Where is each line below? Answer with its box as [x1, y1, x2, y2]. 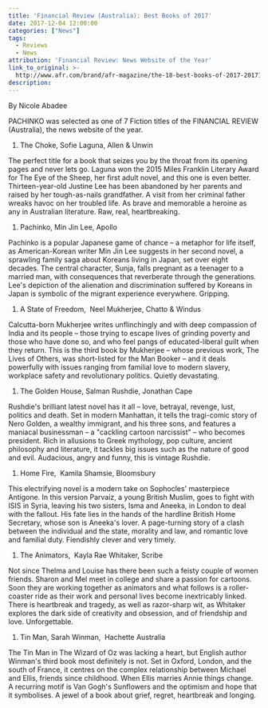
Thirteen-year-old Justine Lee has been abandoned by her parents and [8, 181, 242, 190]
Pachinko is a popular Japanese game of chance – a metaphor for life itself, [8, 238, 256, 247]
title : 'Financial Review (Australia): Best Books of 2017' [8, 11, 213, 20]
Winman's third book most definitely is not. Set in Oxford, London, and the [8, 656, 252, 666]
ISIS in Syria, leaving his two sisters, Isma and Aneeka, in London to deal [8, 501, 246, 510]
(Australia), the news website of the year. [8, 125, 144, 134]
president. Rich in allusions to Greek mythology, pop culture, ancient [8, 435, 233, 445]
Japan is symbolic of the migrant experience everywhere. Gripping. [8, 289, 230, 298]
